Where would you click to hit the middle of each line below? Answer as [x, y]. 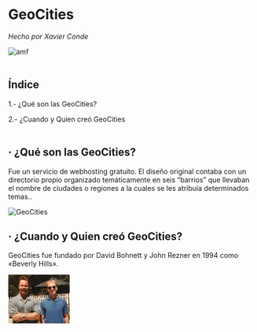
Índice [24, 85]
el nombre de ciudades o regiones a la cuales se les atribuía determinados [128, 188]
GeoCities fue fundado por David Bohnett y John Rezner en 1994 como [123, 256]
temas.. [20, 196]
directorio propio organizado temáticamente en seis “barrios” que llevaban [129, 180]
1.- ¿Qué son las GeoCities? [53, 103]
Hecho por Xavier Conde [48, 36]
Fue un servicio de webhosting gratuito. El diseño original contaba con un [127, 171]
